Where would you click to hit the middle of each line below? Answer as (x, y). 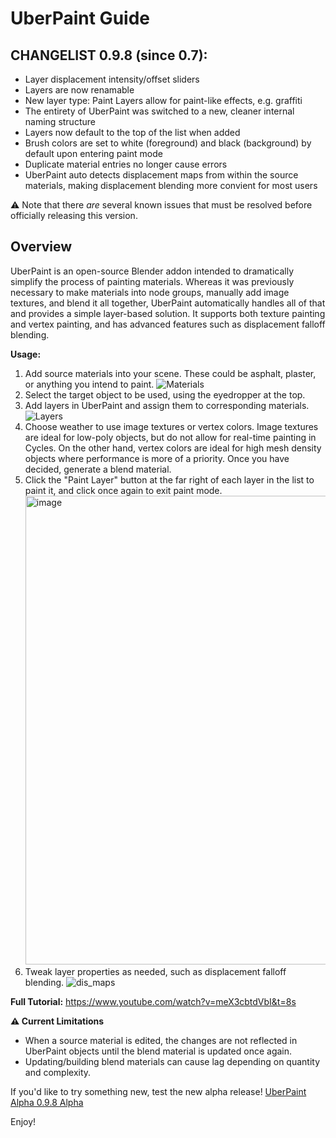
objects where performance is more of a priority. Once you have (157, 458)
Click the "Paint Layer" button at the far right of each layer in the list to (169, 479)
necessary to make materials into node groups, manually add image (150, 292)
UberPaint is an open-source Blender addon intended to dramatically (152, 271)
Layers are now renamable (79, 90)
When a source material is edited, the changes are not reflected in (161, 1040)
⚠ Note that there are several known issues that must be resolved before (161, 205)
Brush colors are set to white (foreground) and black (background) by (168, 143)
